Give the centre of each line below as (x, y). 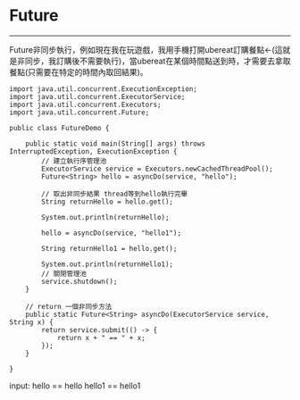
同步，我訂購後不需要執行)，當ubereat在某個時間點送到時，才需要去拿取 (158, 61)
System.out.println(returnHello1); (108, 264)
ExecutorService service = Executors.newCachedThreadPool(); (158, 169)
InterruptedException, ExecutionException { (93, 151)
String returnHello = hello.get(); (108, 202)
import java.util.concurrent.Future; (79, 112)
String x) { (31, 322)
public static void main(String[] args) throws (115, 144)
